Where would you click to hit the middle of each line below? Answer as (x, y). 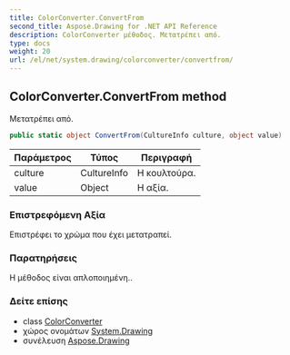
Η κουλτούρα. (166, 173)
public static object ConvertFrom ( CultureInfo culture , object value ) (146, 135)
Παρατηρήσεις (43, 258)
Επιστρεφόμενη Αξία (58, 214)
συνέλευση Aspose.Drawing (76, 340)
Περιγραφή (166, 157)
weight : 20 (30, 52)
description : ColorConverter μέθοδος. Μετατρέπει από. (115, 35)
